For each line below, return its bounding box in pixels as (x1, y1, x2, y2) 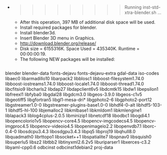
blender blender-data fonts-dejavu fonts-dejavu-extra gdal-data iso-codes (5, 70, 159, 76)
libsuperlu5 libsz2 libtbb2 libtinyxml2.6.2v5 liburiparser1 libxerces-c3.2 (5, 139, 151, 145)
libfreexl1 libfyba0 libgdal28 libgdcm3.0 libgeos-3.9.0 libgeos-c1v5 (5, 92, 142, 97)
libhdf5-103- (136, 102, 162, 108)
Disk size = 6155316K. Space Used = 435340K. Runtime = (19, 46, 140, 51)
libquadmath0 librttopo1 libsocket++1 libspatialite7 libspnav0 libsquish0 (5, 134, 151, 140)
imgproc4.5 (5, 123, 29, 129)
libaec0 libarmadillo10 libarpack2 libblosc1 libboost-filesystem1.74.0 (5, 76, 144, 81)
